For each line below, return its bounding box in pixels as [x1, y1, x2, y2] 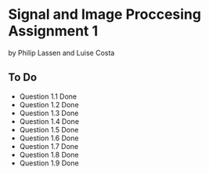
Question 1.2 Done [19, 100, 80, 109]
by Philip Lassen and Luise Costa [8, 48, 115, 57]
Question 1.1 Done [19, 92, 77, 101]
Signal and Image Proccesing [8, 5, 202, 24]
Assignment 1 [8, 22, 99, 40]
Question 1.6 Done [19, 133, 79, 143]
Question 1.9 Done [19, 158, 80, 168]
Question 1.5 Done [19, 125, 79, 134]
